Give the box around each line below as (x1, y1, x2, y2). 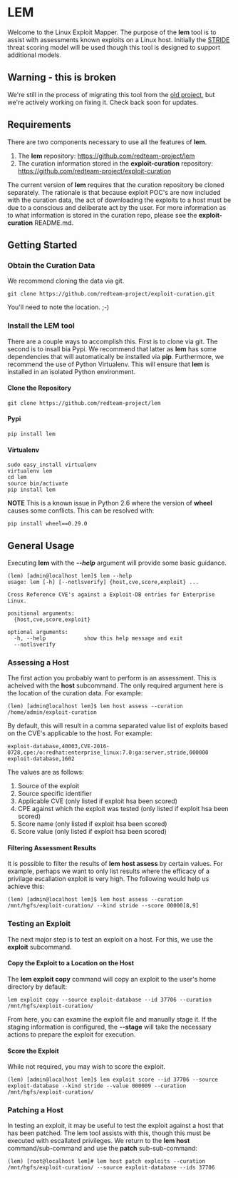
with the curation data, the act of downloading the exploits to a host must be (7, 196, 232, 204)
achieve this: (7, 882, 45, 891)
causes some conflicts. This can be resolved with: (7, 506, 155, 515)
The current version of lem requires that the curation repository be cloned (7, 180, 224, 189)
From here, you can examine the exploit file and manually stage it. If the (7, 1015, 217, 1023)
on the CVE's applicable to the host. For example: (7, 729, 152, 737)
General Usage (7, 540, 75, 552)
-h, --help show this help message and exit (14, 635, 183, 642)
